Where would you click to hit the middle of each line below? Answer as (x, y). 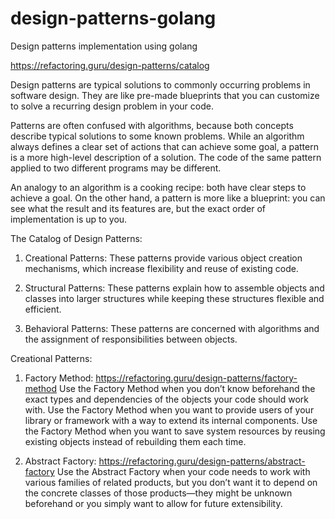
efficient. (43, 309)
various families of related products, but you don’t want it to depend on (171, 482)
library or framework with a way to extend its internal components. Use (171, 420)
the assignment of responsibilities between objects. (131, 339)
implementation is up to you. (69, 219)
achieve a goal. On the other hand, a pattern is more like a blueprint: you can (168, 198)
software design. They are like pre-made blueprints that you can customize (165, 95)
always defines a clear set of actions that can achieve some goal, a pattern (164, 146)
